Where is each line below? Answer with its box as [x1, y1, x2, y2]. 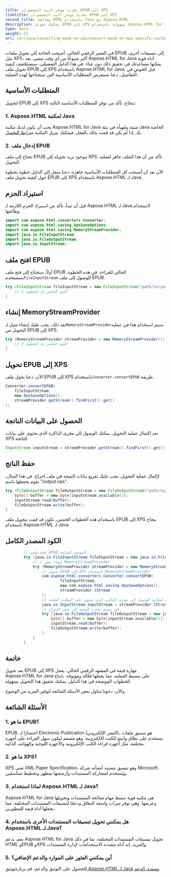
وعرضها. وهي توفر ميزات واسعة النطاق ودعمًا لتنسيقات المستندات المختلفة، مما [5, 800, 157, 806]
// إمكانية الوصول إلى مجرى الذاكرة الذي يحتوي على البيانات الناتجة [41, 597, 163, 602]
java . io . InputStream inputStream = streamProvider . [41, 602, 154, 607]
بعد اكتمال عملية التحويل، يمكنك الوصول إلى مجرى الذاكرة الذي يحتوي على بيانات [5, 430, 158, 436]
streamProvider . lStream [60, 588, 110, 593]
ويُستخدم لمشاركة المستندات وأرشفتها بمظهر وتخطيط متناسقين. [5, 770, 128, 776]
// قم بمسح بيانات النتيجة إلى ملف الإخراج [41, 607, 119, 612]
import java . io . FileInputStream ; [5, 232, 76, 237]
